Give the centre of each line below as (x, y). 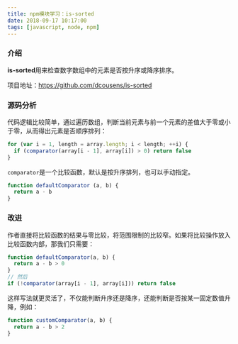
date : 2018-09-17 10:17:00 (47, 21)
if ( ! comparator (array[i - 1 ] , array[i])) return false (91, 284)
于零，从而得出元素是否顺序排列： (57, 131)
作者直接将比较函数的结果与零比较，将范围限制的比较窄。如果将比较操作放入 (119, 235)
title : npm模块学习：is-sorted (51, 14)
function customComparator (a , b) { (60, 320)
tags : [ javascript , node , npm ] (53, 27)
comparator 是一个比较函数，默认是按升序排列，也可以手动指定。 (101, 172)
